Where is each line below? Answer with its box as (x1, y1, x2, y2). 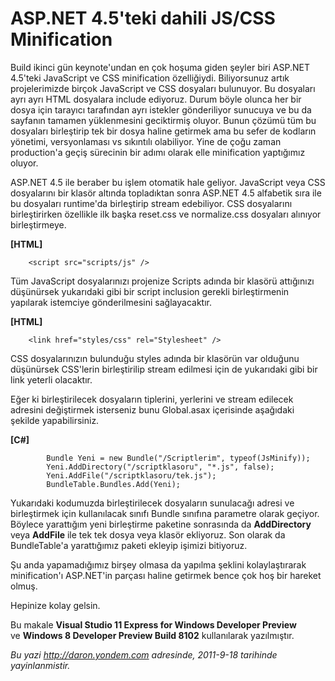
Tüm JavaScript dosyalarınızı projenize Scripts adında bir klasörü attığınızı (10, 275, 315, 287)
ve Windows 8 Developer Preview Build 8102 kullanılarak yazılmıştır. (10, 629, 295, 641)
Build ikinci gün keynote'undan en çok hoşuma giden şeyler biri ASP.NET (10, 61, 310, 73)
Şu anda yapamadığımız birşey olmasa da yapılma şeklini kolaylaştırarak (10, 558, 307, 571)
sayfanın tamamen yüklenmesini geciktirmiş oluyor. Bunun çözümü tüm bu (10, 114, 317, 126)
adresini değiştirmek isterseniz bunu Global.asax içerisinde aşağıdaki (10, 403, 295, 416)
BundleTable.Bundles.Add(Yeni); (46, 479, 182, 489)
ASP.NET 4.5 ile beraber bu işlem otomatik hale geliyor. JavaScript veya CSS (10, 176, 326, 188)
